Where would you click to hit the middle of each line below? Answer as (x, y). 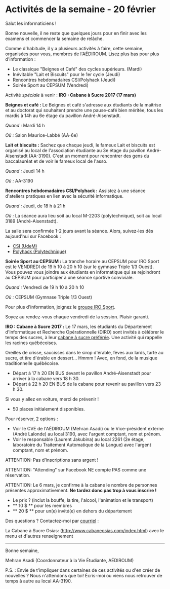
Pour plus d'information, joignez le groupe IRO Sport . (60, 307)
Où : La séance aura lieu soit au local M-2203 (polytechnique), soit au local (83, 215)
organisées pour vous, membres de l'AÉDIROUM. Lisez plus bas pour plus (82, 54)
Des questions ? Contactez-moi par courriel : (52, 521)
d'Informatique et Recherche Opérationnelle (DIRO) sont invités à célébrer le (85, 332)
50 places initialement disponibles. (49, 409)
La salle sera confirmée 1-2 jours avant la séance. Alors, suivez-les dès (79, 231)
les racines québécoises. (31, 343)
